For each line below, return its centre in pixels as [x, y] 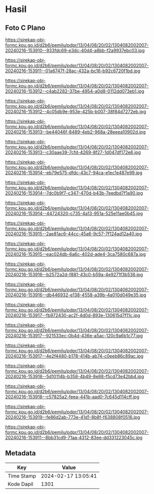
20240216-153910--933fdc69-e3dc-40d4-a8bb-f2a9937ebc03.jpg [75, 50]
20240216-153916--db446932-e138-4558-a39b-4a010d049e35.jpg [76, 295]
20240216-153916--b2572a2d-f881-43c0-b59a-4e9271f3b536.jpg [74, 275]
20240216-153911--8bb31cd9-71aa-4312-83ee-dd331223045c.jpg [74, 438]
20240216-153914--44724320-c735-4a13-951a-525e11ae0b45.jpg [74, 213]
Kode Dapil [20, 484]
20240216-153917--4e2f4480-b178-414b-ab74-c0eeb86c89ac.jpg [74, 356]
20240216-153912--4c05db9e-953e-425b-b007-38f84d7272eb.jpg [76, 112]
